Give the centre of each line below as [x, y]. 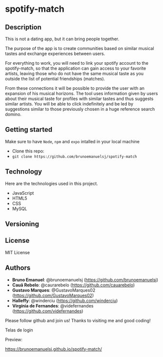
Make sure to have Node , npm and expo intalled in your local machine [72, 141]
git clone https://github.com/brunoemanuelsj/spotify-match [74, 156]
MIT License [18, 252]
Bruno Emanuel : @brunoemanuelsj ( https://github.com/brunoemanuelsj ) [85, 280]
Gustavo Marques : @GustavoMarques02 [54, 290]
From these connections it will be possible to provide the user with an [75, 88]
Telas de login [19, 330]
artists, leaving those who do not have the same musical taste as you [74, 74]
